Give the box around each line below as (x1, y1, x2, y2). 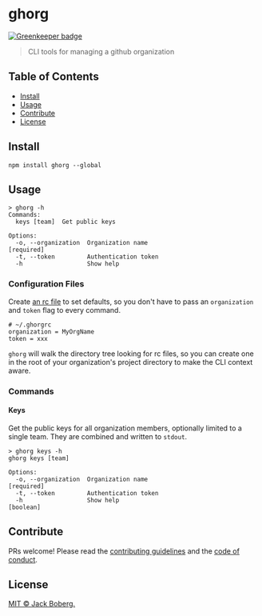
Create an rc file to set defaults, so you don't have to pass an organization (8, 297, 254, 306)
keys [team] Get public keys (15, 218, 116, 226)
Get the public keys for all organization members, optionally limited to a (8, 423, 242, 433)
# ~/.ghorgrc (8, 321, 52, 329)
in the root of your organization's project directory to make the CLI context (8, 357, 253, 366)
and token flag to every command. (8, 305, 121, 314)
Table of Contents (8, 70, 100, 84)
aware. (8, 366, 31, 375)
